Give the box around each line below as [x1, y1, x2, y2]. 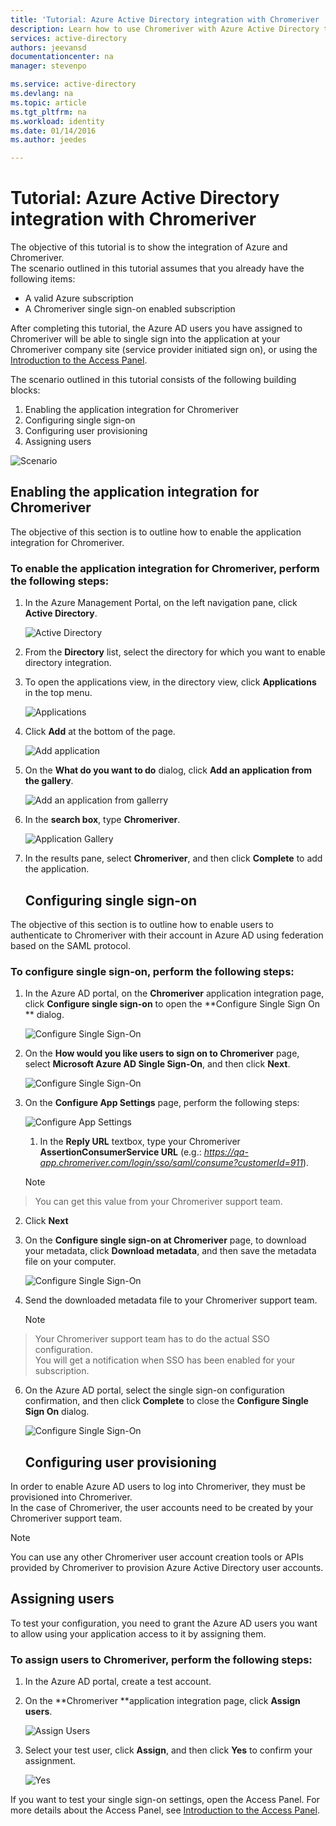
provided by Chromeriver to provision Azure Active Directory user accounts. [10, 1562, 324, 1574]
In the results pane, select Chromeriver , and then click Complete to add [24, 852, 323, 865]
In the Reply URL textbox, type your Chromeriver [39, 1136, 241, 1148]
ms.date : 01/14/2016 [10, 126, 97, 136]
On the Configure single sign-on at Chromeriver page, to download [24, 1234, 307, 1246]
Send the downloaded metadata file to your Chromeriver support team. [24, 1294, 318, 1306]
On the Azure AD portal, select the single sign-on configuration [24, 1384, 285, 1396]
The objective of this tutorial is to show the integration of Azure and [10, 241, 288, 253]
